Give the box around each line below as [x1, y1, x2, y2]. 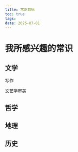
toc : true [5, 12, 25, 17]
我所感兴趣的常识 [5, 43, 74, 54]
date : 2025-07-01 [5, 20, 40, 26]
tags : [5, 16, 16, 21]
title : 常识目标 [5, 7, 35, 12]
